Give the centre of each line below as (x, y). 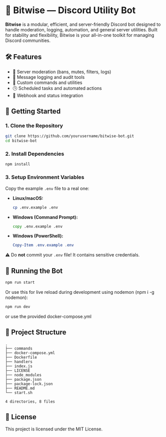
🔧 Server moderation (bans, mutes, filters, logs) (62, 72)
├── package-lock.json (29, 384)
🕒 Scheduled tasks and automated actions (57, 88)
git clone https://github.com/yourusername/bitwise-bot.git (70, 136)
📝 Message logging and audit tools (48, 77)
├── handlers (19, 362)
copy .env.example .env (38, 226)
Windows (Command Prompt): (45, 217)
